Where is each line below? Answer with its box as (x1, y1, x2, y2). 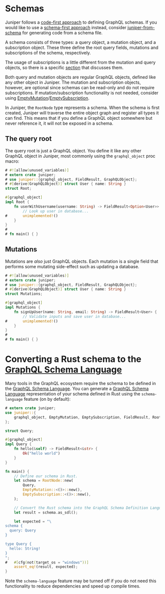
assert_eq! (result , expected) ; (14, 564, 78, 569)
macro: (5, 158, 20, 164)
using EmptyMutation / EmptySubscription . (5, 95, 90, 101)
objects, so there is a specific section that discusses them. (5, 65, 124, 70)
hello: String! (9, 546, 41, 551)
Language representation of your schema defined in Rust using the (5, 391, 141, 397)
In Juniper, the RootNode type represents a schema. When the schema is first (5, 105, 160, 110)
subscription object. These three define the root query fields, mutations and (5, 44, 159, 50)
